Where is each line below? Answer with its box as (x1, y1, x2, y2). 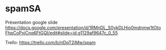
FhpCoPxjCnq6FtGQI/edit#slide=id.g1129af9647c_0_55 (5, 30, 118, 36)
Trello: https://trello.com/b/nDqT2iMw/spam (5, 39, 96, 45)
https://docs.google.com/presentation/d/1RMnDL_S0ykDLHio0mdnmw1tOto (5, 24, 161, 30)
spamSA (5, 3, 41, 14)
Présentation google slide (5, 19, 58, 25)
